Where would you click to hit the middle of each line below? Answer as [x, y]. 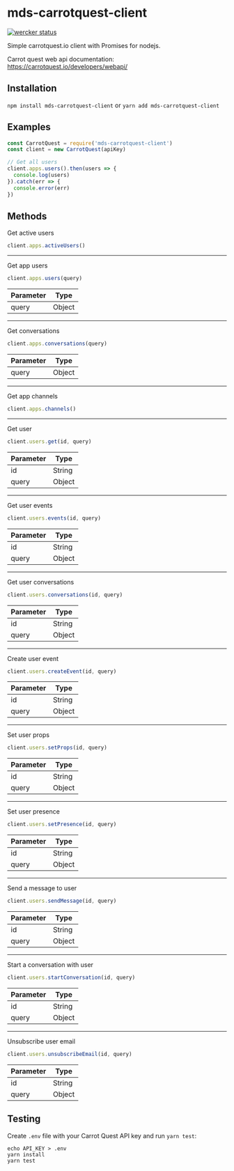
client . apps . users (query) [45, 279]
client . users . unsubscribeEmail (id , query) [70, 1054]
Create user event [33, 658]
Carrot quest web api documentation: [61, 59]
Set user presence [34, 812]
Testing [24, 1119]
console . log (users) [42, 176]
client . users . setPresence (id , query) [62, 824]
